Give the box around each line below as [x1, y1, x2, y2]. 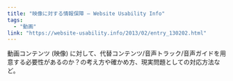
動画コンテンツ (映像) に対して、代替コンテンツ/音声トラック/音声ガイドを [7, 49, 220, 57]
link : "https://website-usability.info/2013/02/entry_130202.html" [7, 29, 207, 37]
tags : [7, 17, 23, 24]
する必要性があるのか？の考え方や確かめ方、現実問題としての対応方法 [13, 58, 214, 66]
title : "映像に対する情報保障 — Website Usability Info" [7, 10, 166, 17]
